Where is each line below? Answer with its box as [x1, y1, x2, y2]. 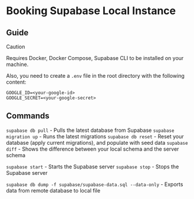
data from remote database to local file [6, 187, 101, 194]
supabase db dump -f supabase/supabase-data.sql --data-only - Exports [6, 181, 183, 188]
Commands [6, 111, 50, 121]
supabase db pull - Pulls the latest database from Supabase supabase [6, 127, 175, 134]
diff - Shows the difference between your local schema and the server [6, 145, 179, 152]
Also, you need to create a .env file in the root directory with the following [6, 72, 185, 79]
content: [6, 78, 27, 85]
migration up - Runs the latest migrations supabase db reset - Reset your [6, 132, 184, 140]
